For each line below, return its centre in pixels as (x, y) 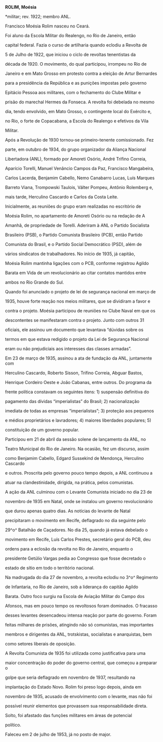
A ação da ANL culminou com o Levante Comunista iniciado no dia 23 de (79, 492)
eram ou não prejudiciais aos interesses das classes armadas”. (68, 349)
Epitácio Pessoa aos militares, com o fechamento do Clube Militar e (73, 92)
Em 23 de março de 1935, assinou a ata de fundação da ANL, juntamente (79, 358)
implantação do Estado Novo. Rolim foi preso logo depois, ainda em (73, 687)
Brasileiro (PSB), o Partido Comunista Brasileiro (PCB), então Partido (74, 235)
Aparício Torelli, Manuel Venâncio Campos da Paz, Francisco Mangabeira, (80, 168)
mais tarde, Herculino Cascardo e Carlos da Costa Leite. (62, 197)
